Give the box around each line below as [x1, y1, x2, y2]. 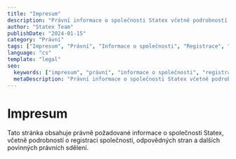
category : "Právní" [7, 36, 65, 43]
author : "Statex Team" [7, 23, 74, 30]
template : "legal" [7, 56, 61, 63]
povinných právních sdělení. [7, 144, 89, 152]
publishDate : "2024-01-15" [7, 29, 86, 37]
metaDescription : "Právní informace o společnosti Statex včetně [13, 75, 209, 83]
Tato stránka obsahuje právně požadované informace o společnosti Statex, [7, 129, 224, 137]
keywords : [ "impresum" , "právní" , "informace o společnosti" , [13, 69, 199, 76]
